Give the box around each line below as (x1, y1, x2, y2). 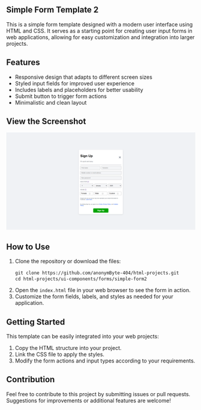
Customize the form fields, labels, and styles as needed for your (14, 293, 174, 300)
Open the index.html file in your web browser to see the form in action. (14, 287, 191, 294)
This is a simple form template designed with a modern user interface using (6, 20, 193, 28)
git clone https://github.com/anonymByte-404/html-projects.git (14, 270, 179, 276)
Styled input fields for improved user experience (14, 79, 135, 87)
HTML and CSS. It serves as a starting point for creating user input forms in (6, 27, 193, 34)
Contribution (6, 375, 55, 385)
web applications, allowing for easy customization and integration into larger (6, 33, 195, 41)
